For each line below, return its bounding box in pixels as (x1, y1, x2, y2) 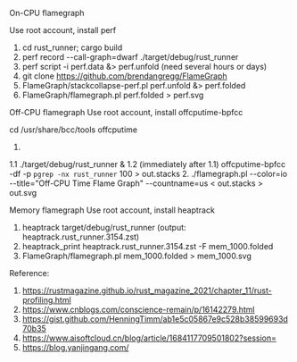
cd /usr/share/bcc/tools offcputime (9, 124, 138, 135)
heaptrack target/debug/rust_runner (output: (21, 223, 186, 232)
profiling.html (21, 295, 71, 305)
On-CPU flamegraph (9, 8, 85, 18)
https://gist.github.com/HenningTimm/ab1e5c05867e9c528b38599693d (21, 314, 288, 324)
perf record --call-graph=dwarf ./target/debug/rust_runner (21, 52, 239, 62)
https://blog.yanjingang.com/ (21, 342, 129, 352)
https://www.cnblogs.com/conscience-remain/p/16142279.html (21, 304, 256, 315)
